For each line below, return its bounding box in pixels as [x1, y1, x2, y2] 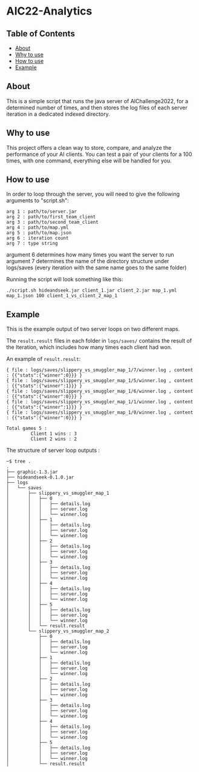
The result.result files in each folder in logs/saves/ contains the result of [6, 337, 192, 344]
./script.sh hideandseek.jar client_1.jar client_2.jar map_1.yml [6, 287, 177, 294]
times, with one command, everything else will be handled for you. [6, 156, 172, 164]
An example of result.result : [6, 355, 81, 363]
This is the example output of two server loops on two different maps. [6, 326, 180, 333]
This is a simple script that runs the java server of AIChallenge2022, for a [6, 97, 189, 104]
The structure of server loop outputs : [6, 447, 100, 454]
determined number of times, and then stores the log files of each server [6, 104, 188, 111]
